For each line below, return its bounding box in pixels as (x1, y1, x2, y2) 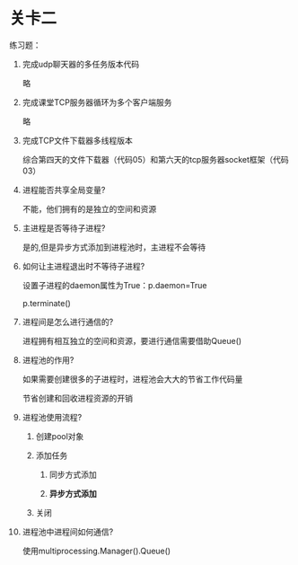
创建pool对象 (35, 430, 84, 441)
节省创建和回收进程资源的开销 (22, 393, 133, 403)
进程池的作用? (22, 354, 74, 365)
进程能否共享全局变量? (22, 184, 106, 195)
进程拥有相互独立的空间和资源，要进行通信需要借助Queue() (22, 335, 242, 346)
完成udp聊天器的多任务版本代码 (22, 58, 140, 69)
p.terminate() (22, 297, 72, 308)
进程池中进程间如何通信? (22, 526, 114, 537)
